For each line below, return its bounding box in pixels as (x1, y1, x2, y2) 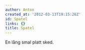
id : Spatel (5, 16, 28, 21)
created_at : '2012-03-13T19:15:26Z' (5, 12, 81, 17)
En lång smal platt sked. (5, 39, 54, 45)
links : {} (5, 21, 26, 26)
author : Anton (5, 7, 35, 12)
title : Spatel (5, 26, 35, 31)
